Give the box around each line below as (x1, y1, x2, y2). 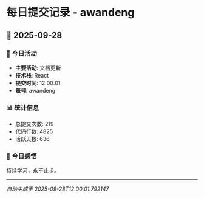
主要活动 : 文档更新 (15, 64, 61, 71)
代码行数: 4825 (15, 128, 53, 135)
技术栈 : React (15, 71, 49, 79)
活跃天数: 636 (15, 136, 50, 143)
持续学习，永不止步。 (6, 167, 59, 174)
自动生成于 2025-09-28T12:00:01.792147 (6, 185, 109, 193)
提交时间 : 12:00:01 (15, 79, 61, 87)
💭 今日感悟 (6, 152, 38, 160)
